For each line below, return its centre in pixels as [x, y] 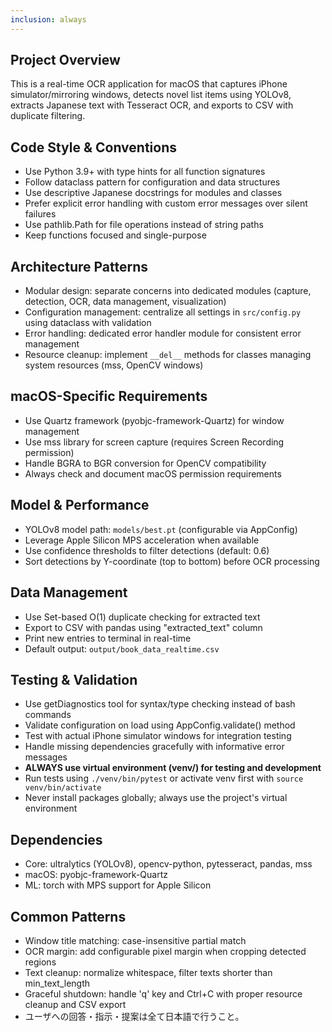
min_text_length [57, 983]
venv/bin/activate [63, 788]
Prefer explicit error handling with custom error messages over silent [166, 203]
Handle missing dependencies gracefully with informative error [154, 747]
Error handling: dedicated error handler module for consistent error [163, 333]
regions [40, 962]
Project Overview [65, 60]
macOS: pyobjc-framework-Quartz [96, 875]
